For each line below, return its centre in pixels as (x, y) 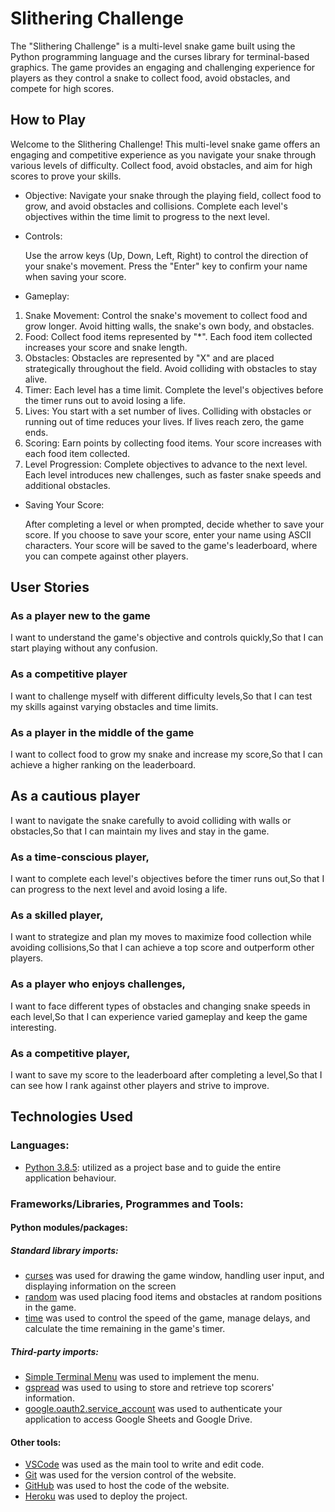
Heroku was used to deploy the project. (106, 1496)
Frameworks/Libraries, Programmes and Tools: (127, 1204)
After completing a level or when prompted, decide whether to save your (174, 524)
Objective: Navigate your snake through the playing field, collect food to (173, 195)
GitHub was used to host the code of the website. (127, 1486)
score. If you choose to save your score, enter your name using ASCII (168, 534)
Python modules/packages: (69, 1228)
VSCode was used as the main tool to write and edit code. (144, 1464)
